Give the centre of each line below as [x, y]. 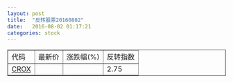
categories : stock [34, 33]
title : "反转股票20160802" [46, 20]
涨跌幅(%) [83, 57]
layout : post [26, 13]
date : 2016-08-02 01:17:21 [49, 26]
